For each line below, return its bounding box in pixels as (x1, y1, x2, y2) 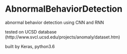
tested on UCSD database (5, 29, 57, 35)
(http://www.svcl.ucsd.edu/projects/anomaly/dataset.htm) (5, 34, 120, 40)
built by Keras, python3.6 (5, 43, 55, 49)
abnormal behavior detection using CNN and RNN (5, 19, 104, 25)
